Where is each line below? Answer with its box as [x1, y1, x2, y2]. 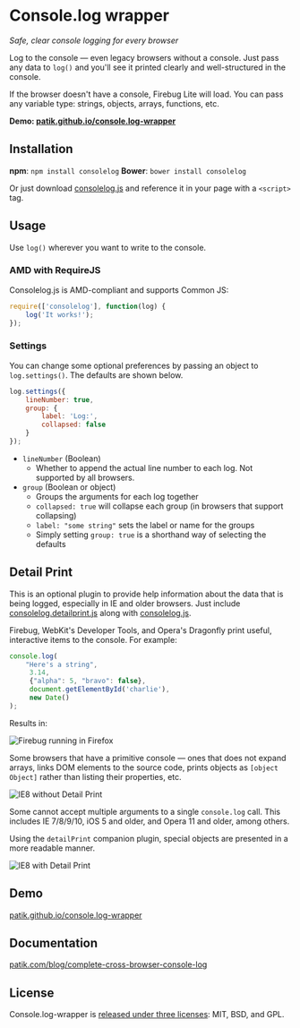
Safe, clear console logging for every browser [9, 35, 179, 46]
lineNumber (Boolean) [21, 453, 101, 464]
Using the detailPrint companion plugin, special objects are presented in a [9, 833, 288, 844]
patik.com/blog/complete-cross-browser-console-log [9, 959, 208, 970]
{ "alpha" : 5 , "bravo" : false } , [29, 677, 146, 686]
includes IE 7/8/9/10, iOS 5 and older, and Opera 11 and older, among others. [9, 816, 290, 827]
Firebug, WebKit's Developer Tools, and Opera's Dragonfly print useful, [9, 624, 272, 636]
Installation [9, 141, 73, 157]
